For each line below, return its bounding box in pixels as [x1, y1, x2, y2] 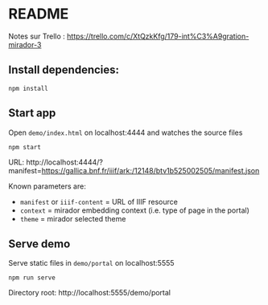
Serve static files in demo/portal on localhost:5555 [8, 258, 175, 268]
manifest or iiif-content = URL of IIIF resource [19, 197, 179, 206]
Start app [8, 106, 56, 120]
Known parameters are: [8, 181, 86, 191]
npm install [8, 84, 48, 92]
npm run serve [8, 274, 56, 282]
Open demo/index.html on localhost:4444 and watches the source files [8, 128, 243, 137]
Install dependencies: [8, 63, 119, 77]
